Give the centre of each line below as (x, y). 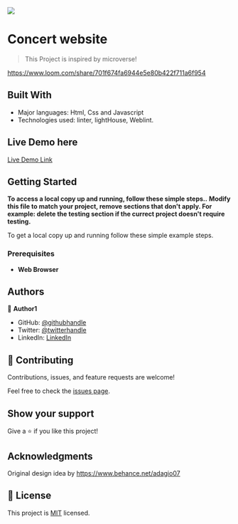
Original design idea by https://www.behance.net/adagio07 (94, 473)
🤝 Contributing (40, 360)
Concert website (58, 40)
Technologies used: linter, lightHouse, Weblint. (86, 120)
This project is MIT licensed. (49, 513)
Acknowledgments (50, 456)
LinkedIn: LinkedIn (44, 337)
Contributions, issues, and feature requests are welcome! (91, 377)
